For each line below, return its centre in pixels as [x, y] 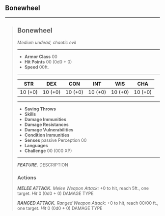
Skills [30, 114]
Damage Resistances [46, 124]
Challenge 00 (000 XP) [48, 151]
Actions [27, 178]
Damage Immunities [45, 119]
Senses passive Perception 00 [55, 140]
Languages [36, 145]
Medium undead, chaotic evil [46, 42]
